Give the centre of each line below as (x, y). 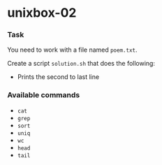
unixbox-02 (42, 13)
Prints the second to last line (58, 77)
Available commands (44, 95)
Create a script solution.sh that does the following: (81, 64)
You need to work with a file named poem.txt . (72, 50)
